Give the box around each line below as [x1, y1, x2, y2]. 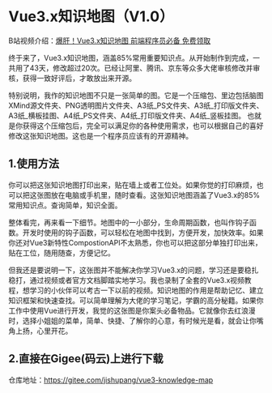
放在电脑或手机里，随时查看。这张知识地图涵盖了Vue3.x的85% [50, 190, 261, 199]
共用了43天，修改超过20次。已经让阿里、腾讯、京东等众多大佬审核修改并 [8, 62, 253, 73]
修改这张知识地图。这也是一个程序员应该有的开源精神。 [8, 130, 193, 140]
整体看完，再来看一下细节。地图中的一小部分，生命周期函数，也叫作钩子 [8, 217, 249, 227]
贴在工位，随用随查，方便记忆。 [8, 248, 115, 258]
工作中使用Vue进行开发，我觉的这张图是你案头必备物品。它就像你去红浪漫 [8, 305, 257, 315]
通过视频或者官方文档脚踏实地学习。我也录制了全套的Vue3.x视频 [29, 275, 245, 284]
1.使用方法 [8, 157, 60, 171]
